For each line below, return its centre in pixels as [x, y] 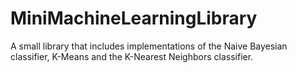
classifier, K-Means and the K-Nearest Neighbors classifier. [132, 56]
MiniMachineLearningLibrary [134, 18]
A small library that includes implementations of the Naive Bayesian [149, 46]
